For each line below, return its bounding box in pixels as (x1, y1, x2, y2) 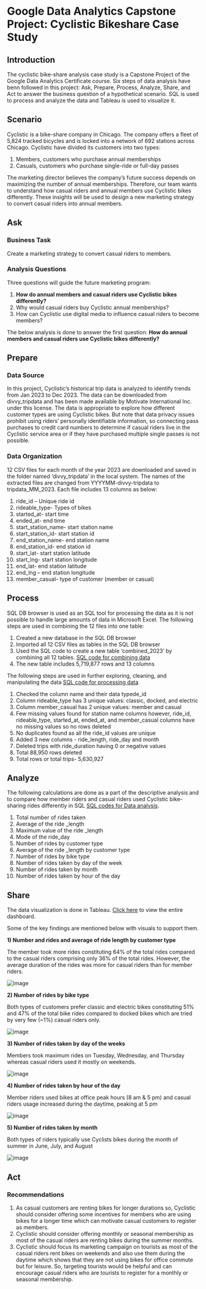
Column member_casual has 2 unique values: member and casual (15, 703, 182, 710)
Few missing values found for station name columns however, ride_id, (15, 710, 191, 717)
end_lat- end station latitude (15, 562, 87, 570)
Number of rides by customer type (15, 840, 103, 847)
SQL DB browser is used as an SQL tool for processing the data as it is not (7, 609, 194, 617)
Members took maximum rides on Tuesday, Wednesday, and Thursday (7, 1052, 185, 1059)
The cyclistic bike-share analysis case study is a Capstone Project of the (7, 71, 190, 78)
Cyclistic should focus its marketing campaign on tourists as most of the (15, 1243, 198, 1250)
